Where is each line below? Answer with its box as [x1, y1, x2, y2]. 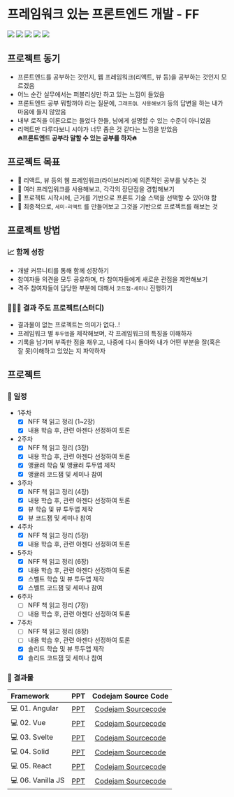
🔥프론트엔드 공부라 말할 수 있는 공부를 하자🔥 [17, 133, 138, 142]
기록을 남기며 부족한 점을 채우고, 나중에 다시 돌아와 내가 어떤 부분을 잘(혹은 [17, 338, 221, 346]
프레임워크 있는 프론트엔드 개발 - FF [7, 6, 200, 22]
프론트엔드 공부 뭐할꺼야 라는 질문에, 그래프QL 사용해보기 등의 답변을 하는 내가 [17, 98, 224, 107]
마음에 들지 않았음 [17, 107, 66, 116]
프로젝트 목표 [7, 156, 61, 168]
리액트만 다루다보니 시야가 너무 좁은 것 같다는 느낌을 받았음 [17, 125, 178, 133]
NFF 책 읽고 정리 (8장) [27, 627, 89, 636]
